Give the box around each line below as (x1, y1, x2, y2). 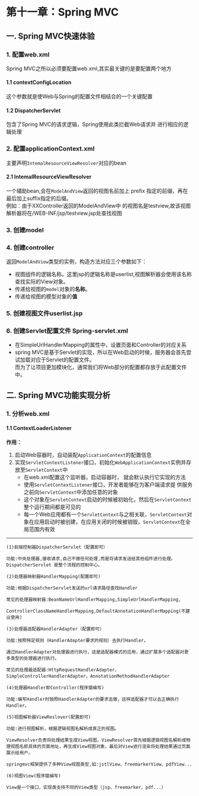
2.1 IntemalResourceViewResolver (6, 173, 92, 180)
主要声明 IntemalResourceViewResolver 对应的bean (6, 159, 127, 167)
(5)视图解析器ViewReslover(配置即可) (6, 714, 91, 720)
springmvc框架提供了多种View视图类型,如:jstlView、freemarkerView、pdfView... (6, 761, 192, 767)
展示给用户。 (6, 750, 33, 756)
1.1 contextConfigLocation (6, 79, 72, 86)
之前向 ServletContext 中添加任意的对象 (23, 488, 118, 496)
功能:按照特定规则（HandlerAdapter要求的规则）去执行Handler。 (6, 637, 149, 643)
